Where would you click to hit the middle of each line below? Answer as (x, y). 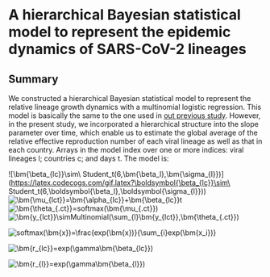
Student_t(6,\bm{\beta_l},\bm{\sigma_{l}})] (153, 174)
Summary (33, 79)
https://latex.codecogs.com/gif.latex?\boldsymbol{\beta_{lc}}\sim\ (120, 183)
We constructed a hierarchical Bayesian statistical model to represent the (130, 98)
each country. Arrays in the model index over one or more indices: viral (126, 150)
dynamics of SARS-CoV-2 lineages (128, 49)
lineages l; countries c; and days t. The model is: (89, 158)
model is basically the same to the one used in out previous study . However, (135, 115)
